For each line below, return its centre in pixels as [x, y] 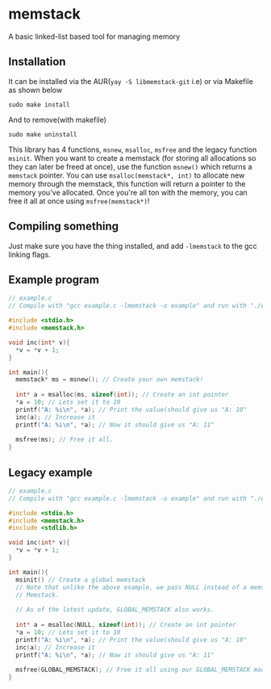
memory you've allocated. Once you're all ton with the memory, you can [128, 192]
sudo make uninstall [43, 134]
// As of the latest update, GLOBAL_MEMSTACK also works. [115, 610]
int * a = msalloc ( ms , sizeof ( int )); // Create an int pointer [122, 395]
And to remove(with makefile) [58, 120]
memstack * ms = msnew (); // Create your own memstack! [110, 380]
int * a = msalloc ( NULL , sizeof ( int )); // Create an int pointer [126, 625]
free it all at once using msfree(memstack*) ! [79, 201]
